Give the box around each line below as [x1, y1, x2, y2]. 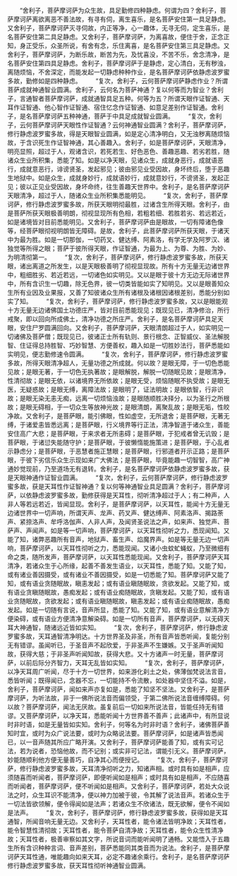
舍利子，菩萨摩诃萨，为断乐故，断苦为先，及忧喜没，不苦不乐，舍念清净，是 [7, 50, 230, 59]
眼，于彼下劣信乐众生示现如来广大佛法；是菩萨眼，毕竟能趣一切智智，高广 [7, 456, 224, 464]
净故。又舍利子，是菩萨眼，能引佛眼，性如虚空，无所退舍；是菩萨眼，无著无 [7, 412, 230, 420]
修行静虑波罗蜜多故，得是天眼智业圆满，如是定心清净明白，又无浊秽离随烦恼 [7, 130, 230, 138]
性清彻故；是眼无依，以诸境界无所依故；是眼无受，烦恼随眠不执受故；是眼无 [7, 377, 230, 384]
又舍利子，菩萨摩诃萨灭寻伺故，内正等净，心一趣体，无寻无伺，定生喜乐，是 [7, 24, 230, 32]
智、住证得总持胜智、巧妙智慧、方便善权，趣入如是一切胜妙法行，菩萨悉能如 [7, 341, 230, 349]
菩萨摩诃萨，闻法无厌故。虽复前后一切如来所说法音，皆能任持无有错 [25, 702, 224, 711]
